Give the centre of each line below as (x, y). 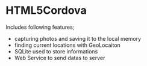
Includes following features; (40, 27)
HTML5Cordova (46, 10)
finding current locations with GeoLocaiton (67, 45)
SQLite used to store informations (56, 51)
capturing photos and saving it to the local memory (78, 38)
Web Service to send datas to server (60, 58)
